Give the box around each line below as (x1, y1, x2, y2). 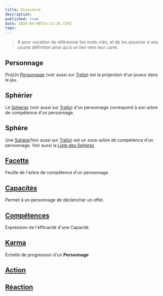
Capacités (5, 184, 38, 192)
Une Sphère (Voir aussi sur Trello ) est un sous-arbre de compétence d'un (5, 137, 154, 143)
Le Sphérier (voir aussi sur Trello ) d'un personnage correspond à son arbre (5, 104, 158, 110)
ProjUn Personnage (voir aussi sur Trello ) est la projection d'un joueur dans (5, 72, 158, 77)
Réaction (5, 283, 34, 291)
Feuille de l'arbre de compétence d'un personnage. (5, 170, 110, 176)
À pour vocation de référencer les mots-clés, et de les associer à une (17, 39, 159, 45)
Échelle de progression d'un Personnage (5, 252, 89, 258)
